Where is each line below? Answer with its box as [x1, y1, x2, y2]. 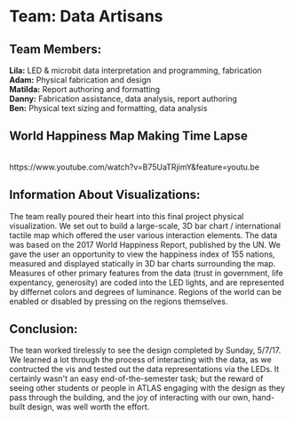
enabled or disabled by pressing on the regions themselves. [9, 296, 228, 306]
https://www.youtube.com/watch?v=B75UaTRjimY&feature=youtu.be [9, 162, 260, 172]
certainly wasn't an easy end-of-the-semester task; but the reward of [9, 373, 264, 384]
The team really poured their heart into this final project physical [9, 210, 244, 221]
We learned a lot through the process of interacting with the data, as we [9, 354, 273, 365]
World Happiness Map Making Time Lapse [9, 129, 249, 144]
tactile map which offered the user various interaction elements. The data [9, 229, 278, 241]
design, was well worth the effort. [27, 401, 150, 412]
